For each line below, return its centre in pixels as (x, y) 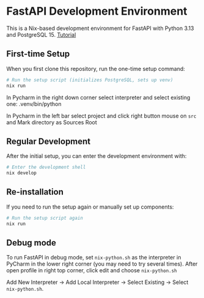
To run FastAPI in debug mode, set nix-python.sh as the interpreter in (94, 258)
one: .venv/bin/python (34, 104)
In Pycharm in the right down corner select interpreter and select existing (98, 97)
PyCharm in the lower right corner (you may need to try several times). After (102, 264)
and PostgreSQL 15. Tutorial (41, 34)
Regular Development (49, 141)
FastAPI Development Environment (97, 11)
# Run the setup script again (45, 218)
